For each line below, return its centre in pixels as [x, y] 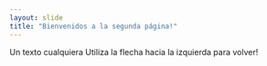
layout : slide [37, 18]
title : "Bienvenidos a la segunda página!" [94, 26]
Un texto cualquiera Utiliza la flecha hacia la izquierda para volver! [134, 52]
